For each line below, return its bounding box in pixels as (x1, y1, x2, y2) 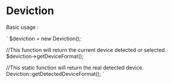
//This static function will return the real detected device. (6, 64, 144, 71)
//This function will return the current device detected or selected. (6, 46, 167, 54)
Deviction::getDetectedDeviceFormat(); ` (6, 70, 104, 77)
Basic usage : (6, 24, 39, 31)
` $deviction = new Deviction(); (6, 35, 81, 42)
